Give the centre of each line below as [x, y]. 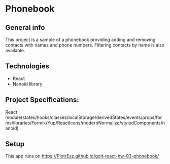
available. [15, 50]
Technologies [27, 66]
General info [25, 28]
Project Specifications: [42, 100]
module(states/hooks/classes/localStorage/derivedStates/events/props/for [84, 117]
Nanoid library [27, 84]
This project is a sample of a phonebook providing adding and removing [80, 39]
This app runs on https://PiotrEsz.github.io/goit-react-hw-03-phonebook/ [82, 156]
